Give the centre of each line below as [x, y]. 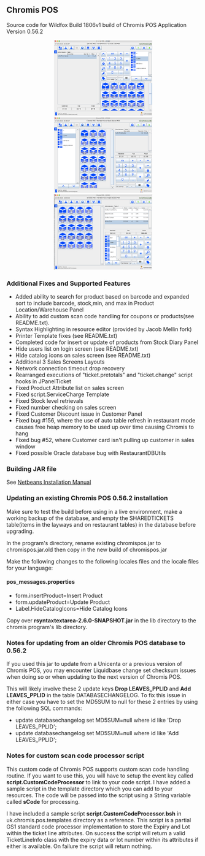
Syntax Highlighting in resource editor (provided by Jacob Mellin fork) [103, 329]
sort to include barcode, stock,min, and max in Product [85, 304]
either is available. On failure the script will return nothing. [79, 846]
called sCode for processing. [43, 801]
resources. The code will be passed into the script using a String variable [99, 795]
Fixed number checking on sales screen [66, 408]
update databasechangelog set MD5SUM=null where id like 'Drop [98, 720]
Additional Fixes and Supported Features [68, 283]
